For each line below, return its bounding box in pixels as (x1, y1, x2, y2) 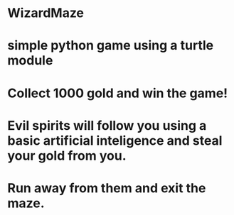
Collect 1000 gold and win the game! (7, 85, 228, 101)
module (7, 53, 53, 69)
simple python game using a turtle (7, 38, 214, 54)
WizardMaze (7, 5, 84, 21)
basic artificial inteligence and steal (7, 133, 223, 148)
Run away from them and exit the (7, 180, 206, 196)
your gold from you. (7, 148, 127, 164)
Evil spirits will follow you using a (7, 117, 207, 133)
